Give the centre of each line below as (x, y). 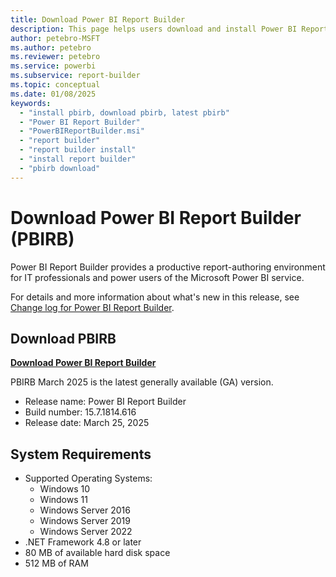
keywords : (31, 103)
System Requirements (81, 454)
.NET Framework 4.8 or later (83, 542)
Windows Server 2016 (85, 510)
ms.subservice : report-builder (75, 76)
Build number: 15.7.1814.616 (80, 412)
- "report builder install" (78, 150)
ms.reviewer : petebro (55, 57)
